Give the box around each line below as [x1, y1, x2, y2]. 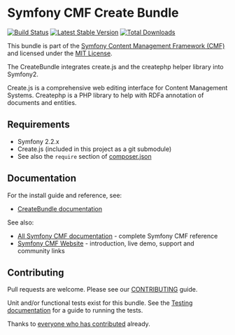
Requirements [7, 119, 70, 131]
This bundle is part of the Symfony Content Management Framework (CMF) [7, 41, 225, 50]
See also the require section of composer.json [17, 152, 152, 160]
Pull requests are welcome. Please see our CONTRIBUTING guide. [7, 285, 198, 294]
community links [17, 246, 65, 255]
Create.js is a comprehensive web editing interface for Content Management [7, 83, 228, 92]
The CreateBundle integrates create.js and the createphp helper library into [7, 62, 224, 71]
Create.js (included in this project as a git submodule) [17, 145, 172, 153]
